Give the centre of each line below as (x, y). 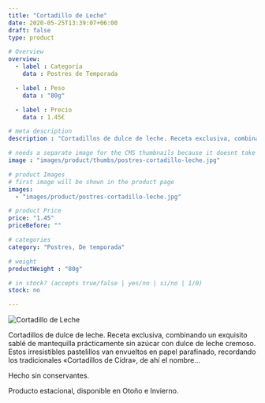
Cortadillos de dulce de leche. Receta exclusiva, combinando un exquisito (128, 335)
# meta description (40, 131)
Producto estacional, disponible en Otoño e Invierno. (93, 391)
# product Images (37, 175)
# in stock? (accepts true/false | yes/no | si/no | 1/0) (105, 283)
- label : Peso (40, 88)
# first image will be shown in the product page (91, 182)
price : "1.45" (32, 218)
